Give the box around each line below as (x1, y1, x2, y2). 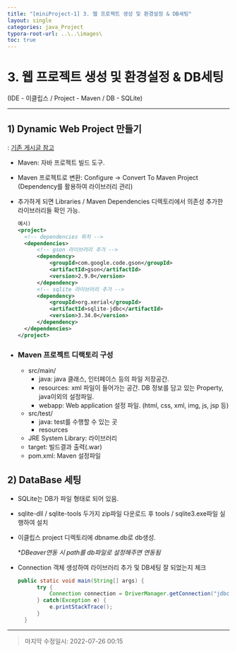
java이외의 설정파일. (38, 392, 95, 401)
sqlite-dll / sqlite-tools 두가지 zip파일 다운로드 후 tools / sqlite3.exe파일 (17, 509, 219, 518)
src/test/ (28, 409, 53, 417)
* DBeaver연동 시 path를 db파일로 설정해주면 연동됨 (17, 548, 161, 557)
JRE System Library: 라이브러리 (28, 434, 118, 442)
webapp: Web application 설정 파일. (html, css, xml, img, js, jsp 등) (38, 401, 229, 410)
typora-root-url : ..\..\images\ (7, 30, 102, 37)
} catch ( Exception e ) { (36, 597, 107, 604)
